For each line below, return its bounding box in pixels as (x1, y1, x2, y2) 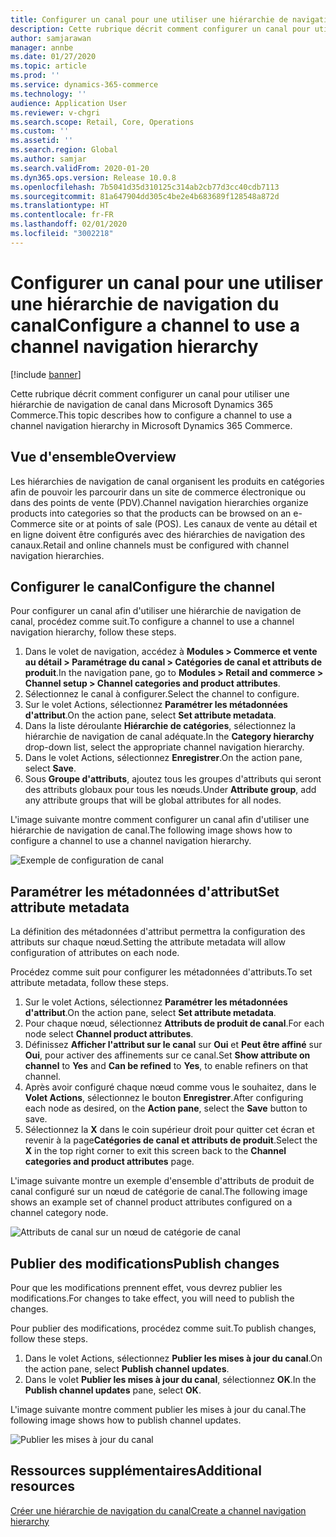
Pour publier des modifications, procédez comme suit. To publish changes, (10, 1322, 317, 1334)
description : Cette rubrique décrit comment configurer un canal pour (10, 24, 311, 34)
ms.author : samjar (10, 154, 87, 164)
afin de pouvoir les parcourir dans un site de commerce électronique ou (10, 486, 307, 498)
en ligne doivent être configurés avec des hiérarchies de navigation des (10, 528, 306, 540)
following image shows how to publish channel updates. (10, 1414, 242, 1426)
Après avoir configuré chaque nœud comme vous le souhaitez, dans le (24, 1081, 317, 1093)
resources (10, 1478, 75, 1495)
